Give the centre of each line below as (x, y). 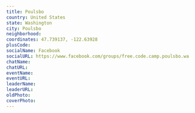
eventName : (20, 73)
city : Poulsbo (24, 28)
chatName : (19, 62)
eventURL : (19, 78)
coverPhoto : (21, 100)
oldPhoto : (19, 95)
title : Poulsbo (25, 12)
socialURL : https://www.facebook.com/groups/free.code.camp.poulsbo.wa (97, 56)
